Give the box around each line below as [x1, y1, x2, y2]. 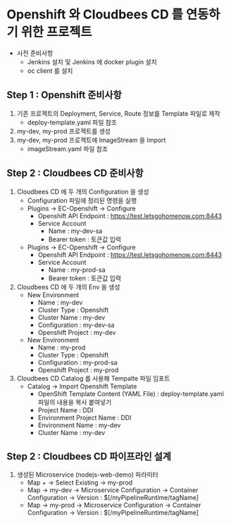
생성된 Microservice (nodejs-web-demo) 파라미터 [16, 470, 159, 479]
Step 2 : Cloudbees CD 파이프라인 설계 [6, 450, 172, 463]
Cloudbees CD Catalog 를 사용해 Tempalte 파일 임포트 [16, 374, 170, 382]
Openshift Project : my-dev [37, 328, 116, 336]
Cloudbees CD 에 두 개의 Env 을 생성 [16, 282, 120, 291]
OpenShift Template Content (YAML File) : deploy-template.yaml [37, 389, 225, 398]
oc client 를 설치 [27, 66, 73, 75]
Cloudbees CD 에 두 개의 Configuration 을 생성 [16, 187, 149, 196]
